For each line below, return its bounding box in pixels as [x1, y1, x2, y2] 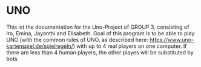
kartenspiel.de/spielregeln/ [6, 42, 74, 50]
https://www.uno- [149, 36, 194, 43]
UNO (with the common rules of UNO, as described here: [6, 36, 148, 43]
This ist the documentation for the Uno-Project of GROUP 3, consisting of [6, 23, 189, 31]
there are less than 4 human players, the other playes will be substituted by [6, 48, 194, 56]
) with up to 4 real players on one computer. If [73, 42, 187, 50]
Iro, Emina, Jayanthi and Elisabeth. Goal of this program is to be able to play [6, 29, 195, 36]
